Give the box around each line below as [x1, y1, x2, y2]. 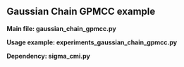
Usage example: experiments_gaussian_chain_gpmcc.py [6, 38, 178, 47]
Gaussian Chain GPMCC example [6, 6, 156, 18]
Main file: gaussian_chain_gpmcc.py [6, 24, 117, 32]
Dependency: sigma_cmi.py [6, 51, 91, 60]
